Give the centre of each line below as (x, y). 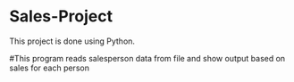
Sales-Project (61, 16)
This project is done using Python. (72, 41)
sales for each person (49, 68)
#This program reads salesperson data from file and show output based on (147, 58)
